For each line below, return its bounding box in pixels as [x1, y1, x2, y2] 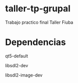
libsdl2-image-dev [5, 72, 43, 78]
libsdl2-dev [5, 62, 29, 68]
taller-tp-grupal [5, 3, 71, 14]
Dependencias [5, 37, 66, 48]
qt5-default [5, 53, 28, 59]
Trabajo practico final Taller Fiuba [5, 19, 74, 25]
